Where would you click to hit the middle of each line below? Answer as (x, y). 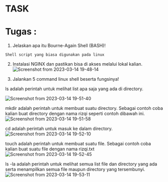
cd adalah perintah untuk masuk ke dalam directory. (59, 129)
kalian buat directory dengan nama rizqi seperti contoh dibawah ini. (75, 114)
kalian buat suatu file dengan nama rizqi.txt (50, 149)
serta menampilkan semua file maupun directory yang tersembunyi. (75, 169)
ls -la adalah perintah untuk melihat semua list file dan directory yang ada (81, 164)
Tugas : (21, 32)
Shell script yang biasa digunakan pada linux (55, 55)
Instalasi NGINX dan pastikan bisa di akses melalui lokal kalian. (77, 64)
